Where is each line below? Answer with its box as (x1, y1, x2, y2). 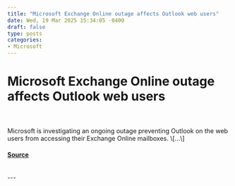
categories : (7, 37, 42, 44)
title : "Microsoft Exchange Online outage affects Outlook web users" (7, 10, 219, 18)
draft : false (7, 23, 46, 30)
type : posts (7, 30, 42, 37)
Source (7, 150, 30, 159)
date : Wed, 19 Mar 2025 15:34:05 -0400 (7, 17, 125, 24)
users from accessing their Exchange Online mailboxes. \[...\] (7, 134, 185, 142)
